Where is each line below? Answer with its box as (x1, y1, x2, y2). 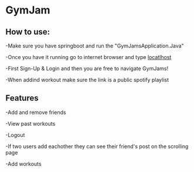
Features (5, 93, 39, 103)
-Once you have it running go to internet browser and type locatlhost (5, 54, 172, 60)
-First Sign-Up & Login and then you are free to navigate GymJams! (5, 65, 168, 72)
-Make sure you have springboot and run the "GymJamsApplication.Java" (5, 42, 184, 49)
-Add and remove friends (5, 109, 67, 116)
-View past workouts (5, 120, 56, 127)
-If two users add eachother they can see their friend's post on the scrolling (5, 143, 189, 150)
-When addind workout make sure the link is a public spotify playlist (5, 77, 169, 83)
